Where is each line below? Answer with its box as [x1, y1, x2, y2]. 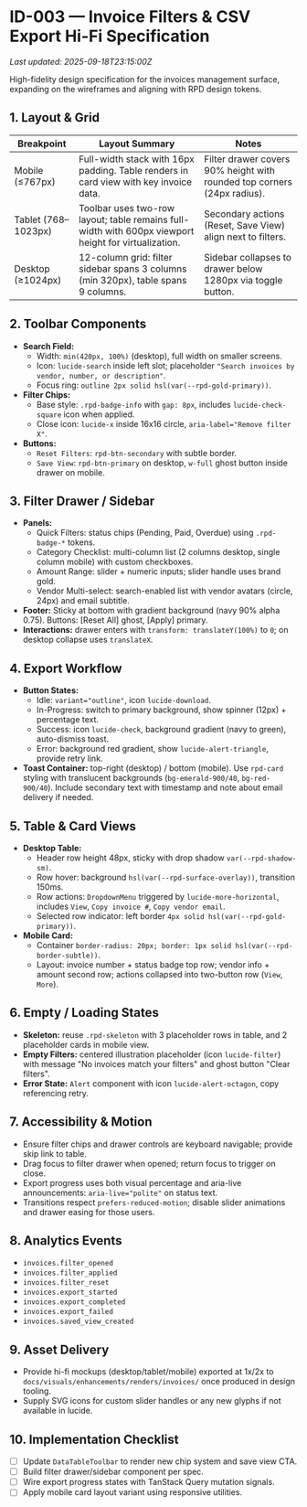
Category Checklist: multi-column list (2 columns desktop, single [36, 547, 281, 558]
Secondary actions [204, 208, 285, 220]
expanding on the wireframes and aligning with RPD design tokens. [9, 83, 262, 94]
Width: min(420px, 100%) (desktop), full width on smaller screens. [36, 350, 283, 361]
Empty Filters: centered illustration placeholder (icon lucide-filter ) [22, 1049, 281, 1060]
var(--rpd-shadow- [227, 854, 297, 863]
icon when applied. [63, 409, 135, 420]
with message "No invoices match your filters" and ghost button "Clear [22, 1058, 291, 1069]
